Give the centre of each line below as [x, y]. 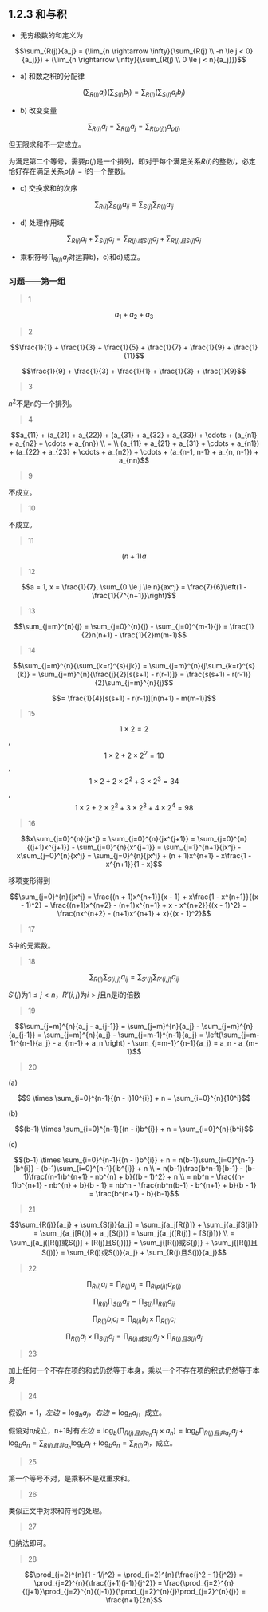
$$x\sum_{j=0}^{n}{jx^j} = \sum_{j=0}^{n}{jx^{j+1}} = [108, 838]
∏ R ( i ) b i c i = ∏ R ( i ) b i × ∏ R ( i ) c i [134, 1320]
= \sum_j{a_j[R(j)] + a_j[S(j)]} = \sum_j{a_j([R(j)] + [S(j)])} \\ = [134, 1233]
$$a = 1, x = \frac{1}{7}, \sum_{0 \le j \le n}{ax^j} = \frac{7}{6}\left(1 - [134, 587]
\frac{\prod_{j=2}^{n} [199, 1582]
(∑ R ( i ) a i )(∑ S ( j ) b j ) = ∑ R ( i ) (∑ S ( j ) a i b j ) [134, 93]
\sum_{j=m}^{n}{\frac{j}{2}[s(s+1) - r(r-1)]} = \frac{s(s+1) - [134, 674]
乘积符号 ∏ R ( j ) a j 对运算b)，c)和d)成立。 [82, 258]
